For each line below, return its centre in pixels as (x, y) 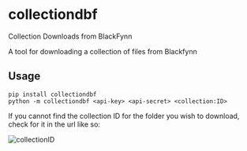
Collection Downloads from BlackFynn (70, 36)
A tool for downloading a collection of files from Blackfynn (103, 51)
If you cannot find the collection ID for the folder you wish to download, (124, 116)
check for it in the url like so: (54, 124)
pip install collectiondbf (52, 94)
